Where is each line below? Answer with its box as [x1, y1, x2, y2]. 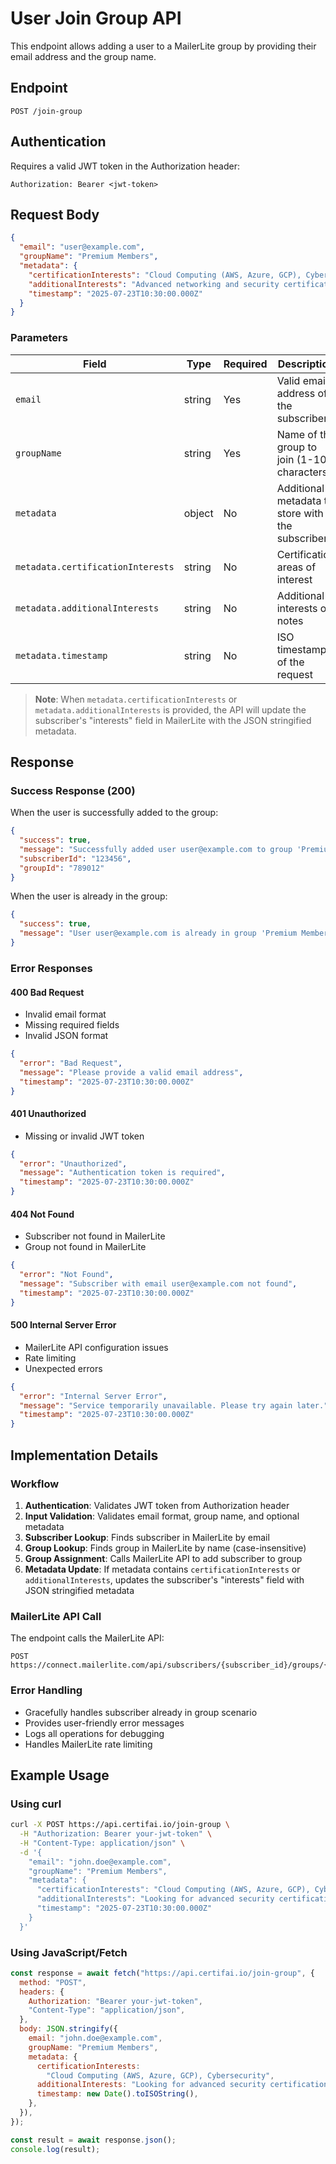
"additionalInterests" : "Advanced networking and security [28, 279, 280, 289]
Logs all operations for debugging [24, 1727, 165, 1739]
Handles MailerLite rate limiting [24, 1738, 153, 1750]
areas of [276, 560, 317, 574]
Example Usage [10, 1767, 110, 1784]
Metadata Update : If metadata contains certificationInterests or [24, 1563, 301, 1575]
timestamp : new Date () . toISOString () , [36, 2089, 199, 2099]
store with [276, 506, 324, 520]
